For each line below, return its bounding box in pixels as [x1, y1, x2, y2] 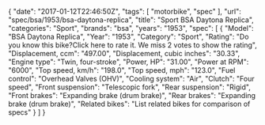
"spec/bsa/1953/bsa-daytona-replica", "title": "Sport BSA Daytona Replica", [8, 15, 255, 25]
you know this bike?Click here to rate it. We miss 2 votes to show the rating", [8, 40, 257, 50]
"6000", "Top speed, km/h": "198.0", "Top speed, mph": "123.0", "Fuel [8, 66, 236, 74]
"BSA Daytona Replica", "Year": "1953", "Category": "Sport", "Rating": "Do [8, 32, 249, 41]
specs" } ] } [8, 108, 46, 117]
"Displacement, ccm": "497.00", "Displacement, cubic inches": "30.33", [8, 49, 240, 58]
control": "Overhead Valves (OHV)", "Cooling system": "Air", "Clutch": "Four [8, 74, 255, 83]
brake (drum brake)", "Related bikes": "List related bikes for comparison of [8, 99, 251, 108]
